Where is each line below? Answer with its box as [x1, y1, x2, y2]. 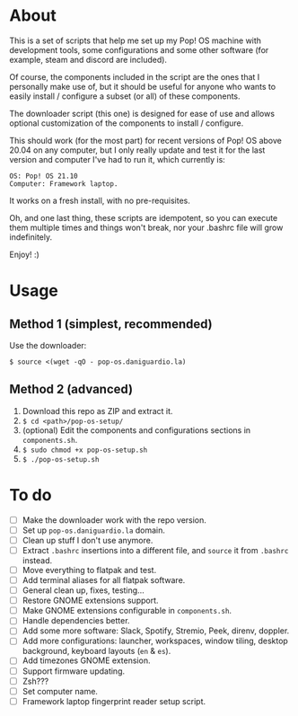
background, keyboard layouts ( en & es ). [22, 646, 171, 657]
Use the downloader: [9, 340, 87, 350]
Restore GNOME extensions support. [22, 595, 159, 606]
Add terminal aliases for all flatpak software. [22, 575, 186, 585]
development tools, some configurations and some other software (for [9, 44, 269, 55]
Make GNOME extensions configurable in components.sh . [22, 606, 232, 616]
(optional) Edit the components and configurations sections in [22, 424, 251, 436]
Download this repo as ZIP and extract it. [22, 405, 173, 416]
